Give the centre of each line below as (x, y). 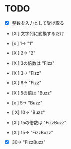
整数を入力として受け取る (38, 23)
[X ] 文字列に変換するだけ (38, 33)
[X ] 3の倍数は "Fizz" (33, 63)
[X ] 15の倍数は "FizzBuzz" (39, 123)
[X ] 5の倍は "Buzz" (32, 93)
